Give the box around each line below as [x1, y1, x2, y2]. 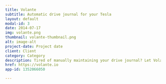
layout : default [5, 16, 39, 21]
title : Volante [5, 7, 37, 12]
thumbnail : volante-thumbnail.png [5, 35, 77, 40]
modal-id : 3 [5, 21, 30, 26]
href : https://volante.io [5, 62, 58, 67]
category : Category [5, 53, 45, 58]
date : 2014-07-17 [5, 26, 41, 31]
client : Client [5, 48, 37, 53]
